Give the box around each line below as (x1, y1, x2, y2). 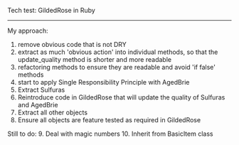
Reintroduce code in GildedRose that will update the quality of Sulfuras (17, 93, 225, 102)
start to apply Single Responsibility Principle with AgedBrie (17, 78, 190, 86)
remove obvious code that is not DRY (17, 41, 127, 48)
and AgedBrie (17, 101, 58, 109)
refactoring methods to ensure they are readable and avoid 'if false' (17, 63, 216, 71)
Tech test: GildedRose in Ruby (7, 6, 96, 14)
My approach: (7, 26, 48, 35)
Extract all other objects (17, 108, 87, 117)
